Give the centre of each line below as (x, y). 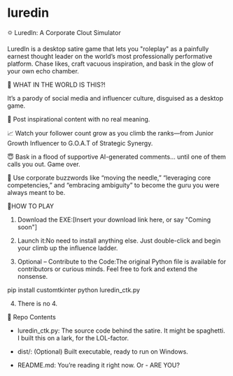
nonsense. (33, 276)
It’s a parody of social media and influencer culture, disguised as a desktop (115, 98)
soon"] (27, 227)
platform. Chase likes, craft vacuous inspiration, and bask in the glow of (111, 64)
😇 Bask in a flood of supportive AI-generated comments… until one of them (116, 157)
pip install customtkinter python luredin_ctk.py (74, 290)
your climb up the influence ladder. (68, 248)
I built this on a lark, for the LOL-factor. (73, 338)
